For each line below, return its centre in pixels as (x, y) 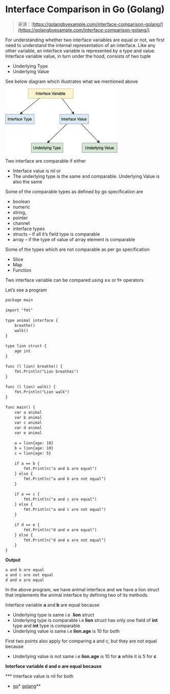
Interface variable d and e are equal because (54, 666)
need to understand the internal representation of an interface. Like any (80, 45)
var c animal (28, 423)
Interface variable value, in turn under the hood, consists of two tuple (78, 56)
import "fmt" (19, 310)
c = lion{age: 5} (33, 453)
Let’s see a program (26, 290)
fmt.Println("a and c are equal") (60, 499)
